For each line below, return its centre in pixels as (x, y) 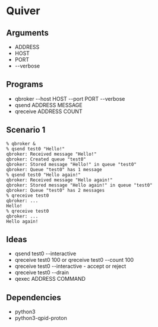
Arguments (28, 33)
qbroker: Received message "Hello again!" (59, 180)
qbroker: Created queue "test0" (46, 159)
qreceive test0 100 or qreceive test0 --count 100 (74, 260)
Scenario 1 (26, 130)
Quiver (23, 11)
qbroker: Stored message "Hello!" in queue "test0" (71, 164)
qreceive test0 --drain (42, 272)
